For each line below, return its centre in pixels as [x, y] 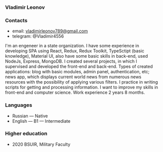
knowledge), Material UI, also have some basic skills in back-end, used [77, 56]
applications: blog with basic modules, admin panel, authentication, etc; [77, 72]
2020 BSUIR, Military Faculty [41, 144]
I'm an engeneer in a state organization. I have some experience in [72, 46]
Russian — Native [30, 116]
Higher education [26, 133]
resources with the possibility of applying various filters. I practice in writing [81, 82]
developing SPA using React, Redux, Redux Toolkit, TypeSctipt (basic [75, 51]
